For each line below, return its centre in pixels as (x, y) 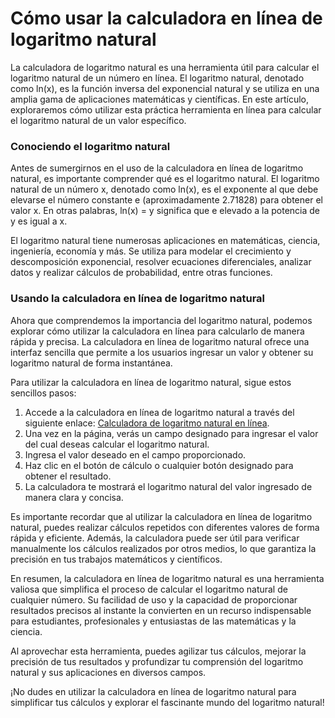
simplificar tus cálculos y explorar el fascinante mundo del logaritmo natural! (167, 702)
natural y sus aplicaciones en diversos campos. (108, 672)
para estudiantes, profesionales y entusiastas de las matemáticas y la (153, 621)
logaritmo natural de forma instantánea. (91, 363)
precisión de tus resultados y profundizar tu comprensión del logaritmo (157, 661)
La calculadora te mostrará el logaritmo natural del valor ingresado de (168, 486)
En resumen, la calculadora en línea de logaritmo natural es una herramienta (167, 578)
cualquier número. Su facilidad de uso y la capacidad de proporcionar (154, 599)
